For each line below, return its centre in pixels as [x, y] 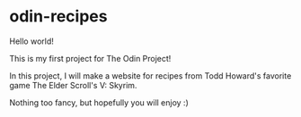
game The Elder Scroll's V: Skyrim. [73, 85]
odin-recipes [58, 17]
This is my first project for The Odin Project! [90, 58]
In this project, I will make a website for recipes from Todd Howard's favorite [150, 75]
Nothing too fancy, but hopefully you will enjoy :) [99, 102]
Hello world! [31, 41]
